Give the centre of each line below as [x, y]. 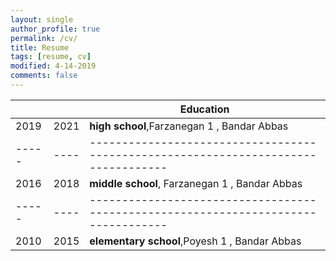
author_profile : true [55, 29]
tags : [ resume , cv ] [51, 57]
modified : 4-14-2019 [53, 66]
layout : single [42, 19]
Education [204, 109]
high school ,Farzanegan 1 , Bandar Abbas [189, 126]
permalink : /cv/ [44, 38]
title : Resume [40, 47]
